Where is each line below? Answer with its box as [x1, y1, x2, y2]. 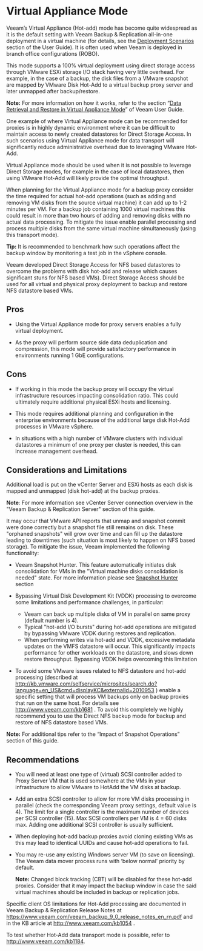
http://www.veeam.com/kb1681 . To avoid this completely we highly [15, 706, 184, 713]
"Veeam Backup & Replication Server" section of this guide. [6, 506, 155, 513]
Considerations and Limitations [6, 465, 127, 475]
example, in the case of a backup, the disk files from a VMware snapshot [6, 75, 188, 82]
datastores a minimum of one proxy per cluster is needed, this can [15, 441, 181, 448]
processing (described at [15, 674, 78, 681]
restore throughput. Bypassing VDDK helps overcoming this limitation [24, 656, 198, 663]
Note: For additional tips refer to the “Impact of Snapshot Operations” [6, 730, 180, 738]
